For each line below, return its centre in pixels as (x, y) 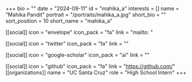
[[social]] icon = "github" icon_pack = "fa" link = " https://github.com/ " (90, 66)
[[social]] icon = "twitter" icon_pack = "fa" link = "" (67, 44)
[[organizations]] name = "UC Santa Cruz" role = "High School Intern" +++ (96, 72)
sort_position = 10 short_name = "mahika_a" (59, 21)
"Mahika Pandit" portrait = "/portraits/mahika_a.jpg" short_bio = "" (86, 15)
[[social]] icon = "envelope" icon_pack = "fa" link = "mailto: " (79, 32)
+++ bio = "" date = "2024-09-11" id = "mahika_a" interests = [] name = (92, 8)
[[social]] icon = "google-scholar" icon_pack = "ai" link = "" (77, 55)
